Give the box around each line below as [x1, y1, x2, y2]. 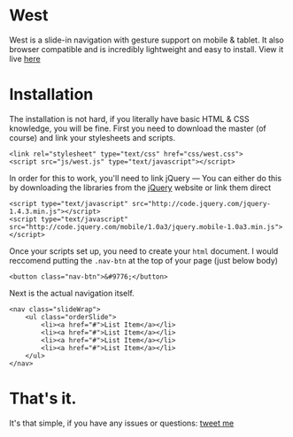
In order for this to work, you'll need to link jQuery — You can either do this [9, 172, 281, 183]
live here [9, 53, 42, 64]
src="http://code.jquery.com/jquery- [131, 199, 272, 208]
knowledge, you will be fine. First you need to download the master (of [9, 123, 267, 134]
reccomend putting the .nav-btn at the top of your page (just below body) [9, 255, 279, 265]
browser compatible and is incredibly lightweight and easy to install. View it [9, 43, 284, 54]
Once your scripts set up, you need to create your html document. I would [9, 245, 279, 257]
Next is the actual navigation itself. [9, 287, 135, 298]
